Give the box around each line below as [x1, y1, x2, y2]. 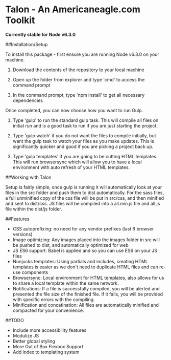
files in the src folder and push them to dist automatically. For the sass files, [5, 189, 164, 196]
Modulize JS [12, 332, 39, 338]
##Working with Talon [5, 174, 52, 180]
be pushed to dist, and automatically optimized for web [12, 242, 129, 248]
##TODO [5, 317, 24, 323]
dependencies [12, 97, 43, 103]
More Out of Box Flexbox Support [12, 343, 84, 349]
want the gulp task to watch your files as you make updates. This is [12, 138, 154, 144]
